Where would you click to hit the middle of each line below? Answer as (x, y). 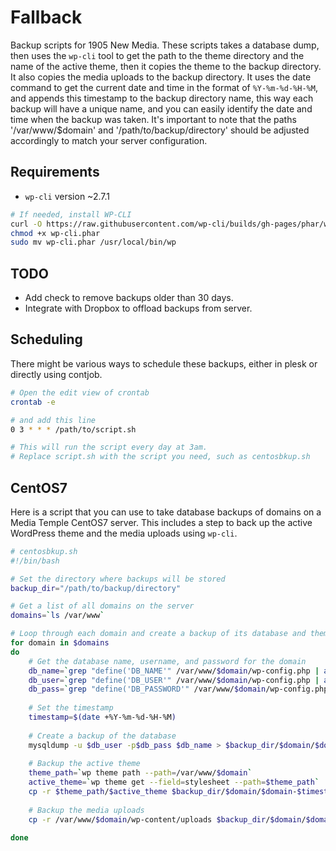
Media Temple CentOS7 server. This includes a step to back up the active (161, 522)
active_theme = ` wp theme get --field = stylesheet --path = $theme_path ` (174, 782)
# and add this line (53, 420)
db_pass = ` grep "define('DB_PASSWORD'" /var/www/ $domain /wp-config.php (178, 689)
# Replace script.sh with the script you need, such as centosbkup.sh (160, 457)
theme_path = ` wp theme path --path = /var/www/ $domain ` (140, 773)
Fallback (46, 17)
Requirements (55, 172)
